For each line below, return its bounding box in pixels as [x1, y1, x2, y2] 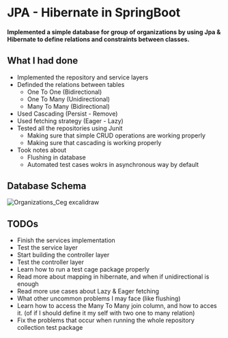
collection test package [16, 324, 83, 332]
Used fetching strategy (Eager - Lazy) [16, 116, 124, 125]
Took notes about [16, 146, 67, 154]
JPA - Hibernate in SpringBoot [7, 5, 181, 21]
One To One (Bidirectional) [27, 88, 102, 96]
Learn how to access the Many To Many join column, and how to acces [16, 302, 217, 310]
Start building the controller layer [16, 251, 110, 259]
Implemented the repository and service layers [16, 73, 149, 81]
